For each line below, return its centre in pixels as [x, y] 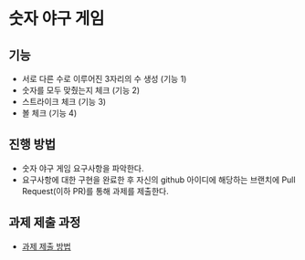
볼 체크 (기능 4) [49, 113]
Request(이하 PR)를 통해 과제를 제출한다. [95, 191]
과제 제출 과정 [45, 223]
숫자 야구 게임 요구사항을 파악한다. [83, 168]
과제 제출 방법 [46, 246]
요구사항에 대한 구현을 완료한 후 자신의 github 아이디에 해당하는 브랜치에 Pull [158, 180]
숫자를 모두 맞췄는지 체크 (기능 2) [81, 90]
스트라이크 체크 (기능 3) [64, 102]
